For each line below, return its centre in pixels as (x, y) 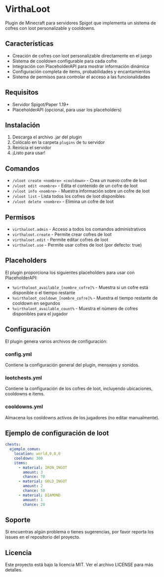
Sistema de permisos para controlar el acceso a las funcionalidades (81, 77)
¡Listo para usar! (29, 153)
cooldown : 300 (28, 458)
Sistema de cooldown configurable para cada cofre (64, 61)
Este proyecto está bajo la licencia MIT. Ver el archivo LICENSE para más (79, 565)
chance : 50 (34, 491)
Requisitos (22, 93)
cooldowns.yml (24, 407)
